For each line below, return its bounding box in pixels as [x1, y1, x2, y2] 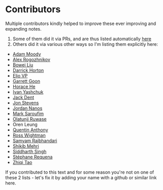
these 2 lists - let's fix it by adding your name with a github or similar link [5, 174, 157, 180]
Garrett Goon [12, 78, 41, 84]
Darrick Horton [12, 67, 44, 73]
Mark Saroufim [12, 111, 44, 117]
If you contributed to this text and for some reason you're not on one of [5, 169, 154, 175]
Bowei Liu [12, 62, 34, 68]
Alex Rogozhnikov [12, 56, 51, 62]
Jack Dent [12, 94, 35, 100]
